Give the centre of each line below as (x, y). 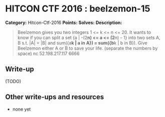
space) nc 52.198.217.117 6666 (48, 53)
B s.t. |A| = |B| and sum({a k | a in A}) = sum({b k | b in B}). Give (82, 42)
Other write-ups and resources (55, 97)
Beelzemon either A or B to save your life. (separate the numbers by (88, 48)
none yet (22, 109)
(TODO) (13, 81)
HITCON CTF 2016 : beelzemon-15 (78, 9)
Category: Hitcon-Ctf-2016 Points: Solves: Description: (64, 22)
